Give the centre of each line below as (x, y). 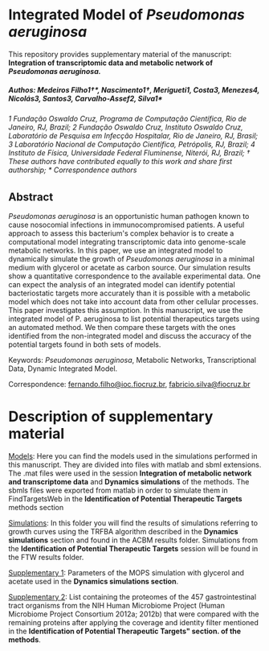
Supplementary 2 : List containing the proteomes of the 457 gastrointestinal (132, 596)
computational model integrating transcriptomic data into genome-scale (127, 241)
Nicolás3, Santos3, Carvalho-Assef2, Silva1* (86, 98)
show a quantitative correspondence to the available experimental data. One (134, 276)
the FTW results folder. (46, 557)
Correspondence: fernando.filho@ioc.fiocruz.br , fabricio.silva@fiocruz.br (129, 384)
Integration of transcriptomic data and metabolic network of (110, 63)
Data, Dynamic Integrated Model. (63, 369)
